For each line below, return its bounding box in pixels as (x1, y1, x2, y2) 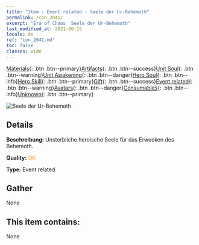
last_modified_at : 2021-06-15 (6, 25, 83, 32)
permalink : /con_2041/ (6, 15, 63, 21)
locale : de (6, 31, 34, 38)
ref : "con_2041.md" (6, 37, 55, 43)
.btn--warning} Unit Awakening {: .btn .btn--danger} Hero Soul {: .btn (6, 71, 172, 79)
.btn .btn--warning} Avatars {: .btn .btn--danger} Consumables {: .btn (6, 84, 173, 91)
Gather (6, 183, 33, 194)
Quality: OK (6, 154, 36, 161)
